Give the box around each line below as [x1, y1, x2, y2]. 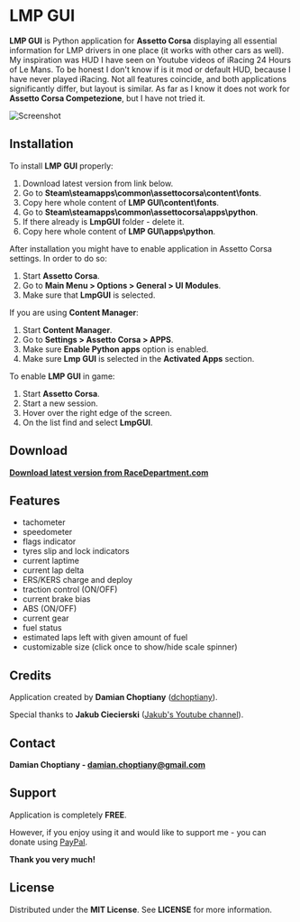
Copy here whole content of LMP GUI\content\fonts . [22, 197, 219, 207]
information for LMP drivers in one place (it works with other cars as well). [9, 44, 285, 55]
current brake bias [22, 594, 91, 604]
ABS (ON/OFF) [22, 604, 77, 614]
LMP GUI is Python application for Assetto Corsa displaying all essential [9, 35, 277, 46]
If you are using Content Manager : [9, 307, 140, 318]
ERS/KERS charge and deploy [22, 575, 133, 585]
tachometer [22, 517, 66, 528]
